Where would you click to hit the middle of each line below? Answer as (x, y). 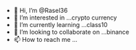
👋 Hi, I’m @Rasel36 (41, 10)
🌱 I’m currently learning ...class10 (60, 25)
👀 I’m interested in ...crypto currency (65, 18)
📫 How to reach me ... (45, 40)
